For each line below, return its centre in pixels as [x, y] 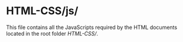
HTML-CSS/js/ [42, 11]
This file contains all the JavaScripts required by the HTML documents [92, 27]
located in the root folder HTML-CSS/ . [52, 33]
